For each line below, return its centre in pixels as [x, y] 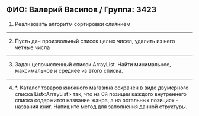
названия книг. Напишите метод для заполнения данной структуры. [101, 107]
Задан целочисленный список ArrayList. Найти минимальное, [93, 64]
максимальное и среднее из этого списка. [69, 70]
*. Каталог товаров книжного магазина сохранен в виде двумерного [102, 88]
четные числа [32, 47]
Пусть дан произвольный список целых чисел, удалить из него [95, 41]
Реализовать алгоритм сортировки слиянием [73, 24]
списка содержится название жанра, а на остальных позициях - [97, 100]
